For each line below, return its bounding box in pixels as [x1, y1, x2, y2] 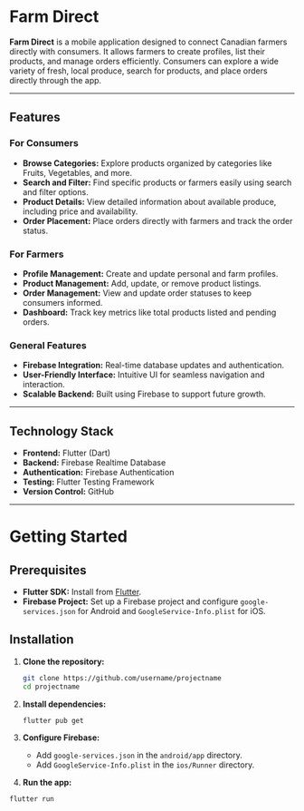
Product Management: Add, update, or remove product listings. [22, 278, 262, 288]
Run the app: [22, 777, 72, 788]
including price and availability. [22, 206, 138, 217]
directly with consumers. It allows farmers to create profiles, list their [9, 45, 265, 56]
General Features [9, 338, 88, 351]
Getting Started [9, 526, 128, 547]
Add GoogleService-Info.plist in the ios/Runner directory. [35, 759, 255, 770]
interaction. [22, 379, 65, 390]
